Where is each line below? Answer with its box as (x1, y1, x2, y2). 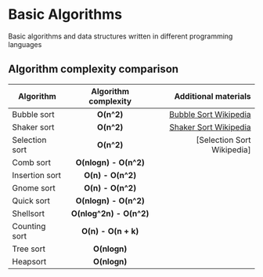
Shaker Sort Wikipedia (169, 122, 251, 133)
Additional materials (174, 90, 251, 101)
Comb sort (12, 157, 51, 168)
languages (8, 39, 42, 49)
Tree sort (12, 243, 45, 254)
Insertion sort (12, 169, 61, 180)
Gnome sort (12, 182, 56, 193)
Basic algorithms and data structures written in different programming (8, 31, 233, 41)
